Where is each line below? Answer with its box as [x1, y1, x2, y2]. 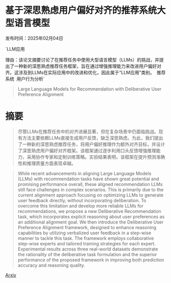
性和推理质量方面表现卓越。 [17, 160, 76, 166]
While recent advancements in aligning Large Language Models [17, 170, 152, 176]
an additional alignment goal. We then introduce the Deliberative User [17, 219, 164, 225]
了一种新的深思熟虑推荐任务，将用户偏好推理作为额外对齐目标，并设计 [17, 141, 165, 147]
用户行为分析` [16, 76, 45, 82]
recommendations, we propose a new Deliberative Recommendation [17, 208, 161, 214]
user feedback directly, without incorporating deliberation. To [17, 197, 147, 203]
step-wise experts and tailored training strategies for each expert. [17, 240, 156, 246]
